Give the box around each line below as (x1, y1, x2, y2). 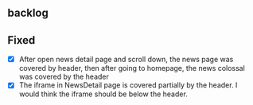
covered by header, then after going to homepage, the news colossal (18, 64, 246, 73)
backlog (7, 6, 49, 20)
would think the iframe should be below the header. (18, 89, 188, 99)
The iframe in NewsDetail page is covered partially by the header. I (18, 80, 238, 90)
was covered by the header (18, 72, 109, 82)
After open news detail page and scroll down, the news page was (18, 55, 234, 64)
